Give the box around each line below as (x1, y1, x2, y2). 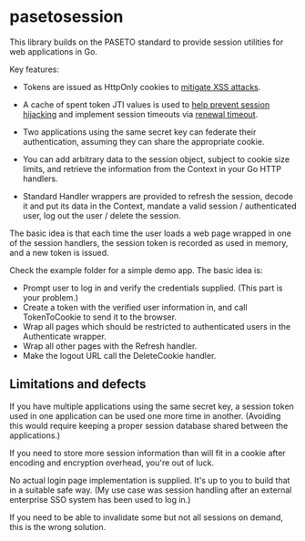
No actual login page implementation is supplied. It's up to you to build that (9, 475, 290, 485)
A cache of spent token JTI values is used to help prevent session (22, 98, 270, 110)
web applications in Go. (9, 46, 98, 56)
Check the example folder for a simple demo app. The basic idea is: (9, 264, 263, 275)
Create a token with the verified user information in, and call (22, 301, 248, 312)
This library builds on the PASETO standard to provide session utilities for (9, 36, 284, 47)
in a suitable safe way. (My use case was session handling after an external (9, 485, 292, 495)
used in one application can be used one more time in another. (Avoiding (9, 410, 281, 421)
